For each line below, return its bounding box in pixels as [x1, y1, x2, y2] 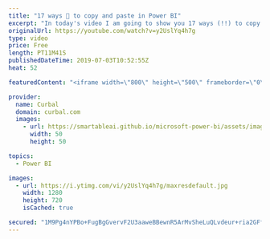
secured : [8, 218, 38, 226]
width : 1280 [22, 189, 63, 197]
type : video [8, 34, 48, 43]
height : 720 [22, 196, 63, 205]
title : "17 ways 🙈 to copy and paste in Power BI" [8, 11, 182, 20]
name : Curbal [15, 100, 59, 108]
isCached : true [22, 204, 74, 213]
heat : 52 [8, 64, 38, 72]
